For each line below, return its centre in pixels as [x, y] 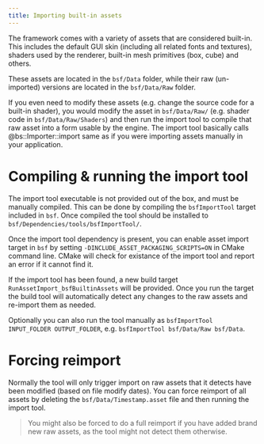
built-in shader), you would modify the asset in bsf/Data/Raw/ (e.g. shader [129, 111]
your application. [36, 144]
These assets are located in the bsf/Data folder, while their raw [111, 78]
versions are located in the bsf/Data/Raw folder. [119, 87]
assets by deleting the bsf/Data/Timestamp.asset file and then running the [129, 399]
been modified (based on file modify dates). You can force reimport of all [128, 391]
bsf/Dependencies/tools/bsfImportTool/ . [75, 223]
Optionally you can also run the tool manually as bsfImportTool [111, 320]
